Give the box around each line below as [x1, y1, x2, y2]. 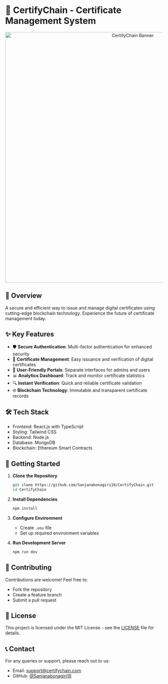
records [12, 393, 29, 399]
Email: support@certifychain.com [12, 667, 81, 673]
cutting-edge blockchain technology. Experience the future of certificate [5, 310, 154, 316]
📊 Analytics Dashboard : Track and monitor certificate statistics [12, 372, 145, 378]
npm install [12, 506, 37, 511]
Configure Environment [12, 515, 62, 521]
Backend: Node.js [12, 434, 49, 440]
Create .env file [19, 525, 52, 531]
